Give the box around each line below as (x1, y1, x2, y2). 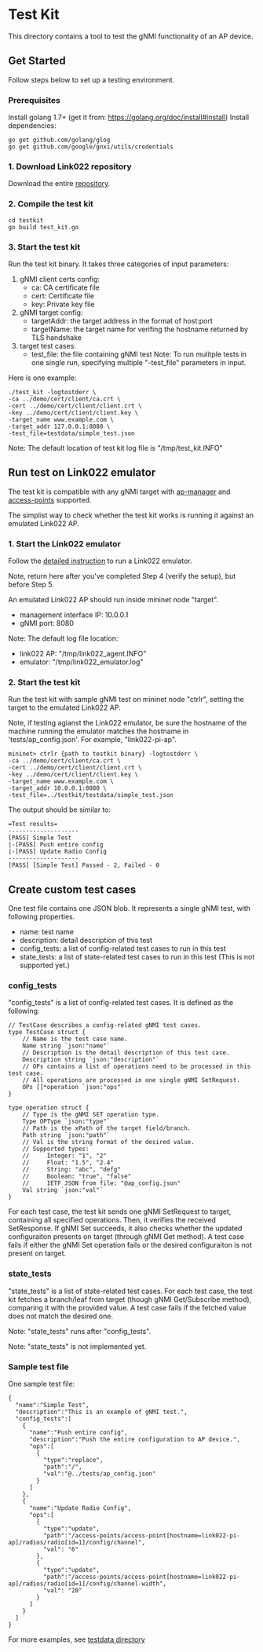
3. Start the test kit (8, 241, 81, 252)
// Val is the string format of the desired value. (22, 1138, 195, 1146)
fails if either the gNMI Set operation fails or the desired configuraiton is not (8, 1241, 253, 1250)
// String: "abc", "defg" (22, 1166, 122, 1174)
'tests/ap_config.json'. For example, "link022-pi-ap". (8, 735, 177, 744)
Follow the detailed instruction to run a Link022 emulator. (8, 556, 192, 566)
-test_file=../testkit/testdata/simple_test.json (8, 791, 174, 799)
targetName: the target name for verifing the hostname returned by (31, 324, 249, 334)
